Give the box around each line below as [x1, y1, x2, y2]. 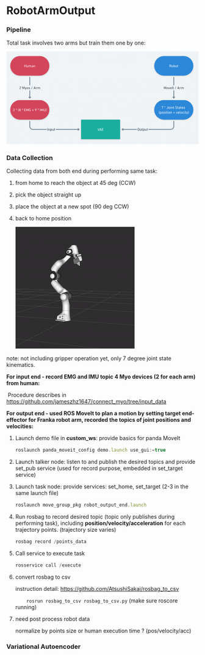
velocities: [6, 422, 34, 430]
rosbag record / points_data [15, 538, 87, 545]
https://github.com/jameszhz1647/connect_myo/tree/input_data [6, 398, 167, 405]
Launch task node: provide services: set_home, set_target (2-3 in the [15, 483, 189, 490]
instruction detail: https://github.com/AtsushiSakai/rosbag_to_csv [15, 585, 179, 592]
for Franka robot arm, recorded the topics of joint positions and [28, 416, 191, 424]
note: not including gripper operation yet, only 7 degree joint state [6, 355, 172, 362]
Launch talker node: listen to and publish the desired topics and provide [15, 458, 196, 466]
